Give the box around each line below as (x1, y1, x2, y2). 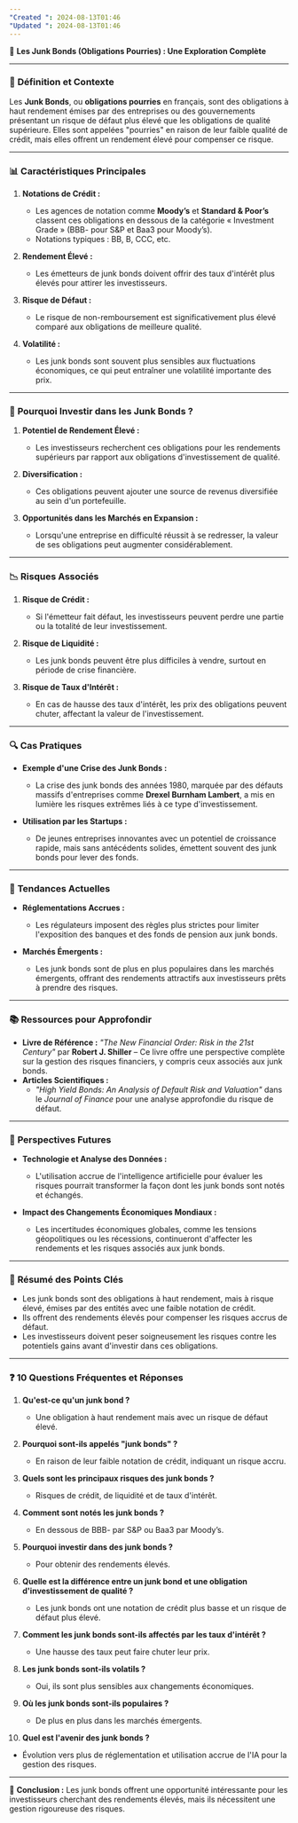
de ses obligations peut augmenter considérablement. (35, 539, 233, 550)
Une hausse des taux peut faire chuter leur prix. (35, 1646, 210, 1657)
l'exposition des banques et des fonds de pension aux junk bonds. (35, 929, 278, 940)
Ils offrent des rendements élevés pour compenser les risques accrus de (21, 1312, 288, 1323)
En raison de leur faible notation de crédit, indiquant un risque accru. (35, 1456, 286, 1466)
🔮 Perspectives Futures (9, 1133, 112, 1145)
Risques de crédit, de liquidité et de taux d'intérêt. (35, 1490, 217, 1501)
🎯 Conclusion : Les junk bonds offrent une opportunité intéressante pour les (9, 1785, 288, 1795)
